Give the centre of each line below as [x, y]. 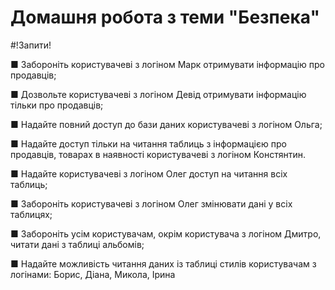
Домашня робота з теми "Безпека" [165, 17]
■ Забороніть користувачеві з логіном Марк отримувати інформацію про [168, 64]
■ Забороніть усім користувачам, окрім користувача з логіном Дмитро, [166, 233]
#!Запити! [31, 45]
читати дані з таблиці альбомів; [77, 244]
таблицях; [31, 214]
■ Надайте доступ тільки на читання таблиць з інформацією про [148, 143]
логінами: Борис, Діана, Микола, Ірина [93, 274]
